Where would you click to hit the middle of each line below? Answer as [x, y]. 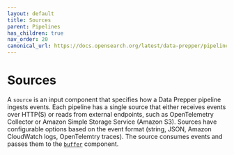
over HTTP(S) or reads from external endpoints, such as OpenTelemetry [110, 114]
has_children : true [36, 33]
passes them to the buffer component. [63, 144]
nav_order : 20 [28, 40]
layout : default [31, 14]
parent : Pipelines [34, 26]
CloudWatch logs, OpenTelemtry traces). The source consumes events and [115, 136]
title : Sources [29, 20]
